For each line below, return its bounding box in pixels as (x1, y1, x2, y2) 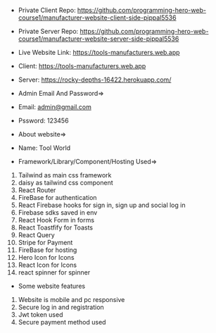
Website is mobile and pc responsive (18, 296, 125, 303)
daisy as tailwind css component (18, 179, 113, 187)
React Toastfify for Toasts (18, 223, 94, 232)
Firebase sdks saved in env (18, 208, 98, 217)
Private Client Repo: (18, 6, 76, 14)
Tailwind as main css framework (18, 171, 112, 179)
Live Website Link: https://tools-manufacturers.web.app (18, 49, 180, 56)
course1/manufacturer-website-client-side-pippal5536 (18, 13, 177, 22)
